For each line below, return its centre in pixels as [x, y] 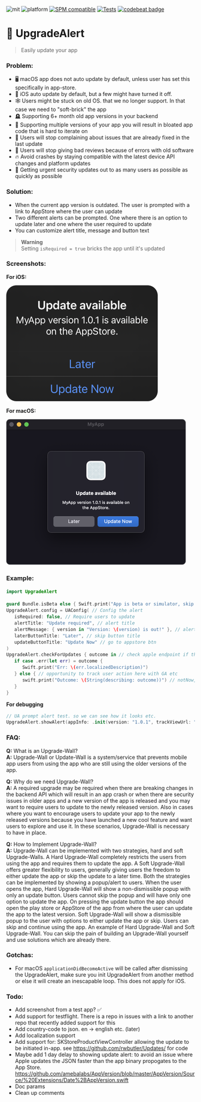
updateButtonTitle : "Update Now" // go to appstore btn [85, 642]
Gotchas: [20, 955]
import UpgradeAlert [32, 591]
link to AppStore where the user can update [68, 211]
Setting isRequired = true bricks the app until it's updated [93, 248]
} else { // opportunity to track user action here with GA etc [96, 674]
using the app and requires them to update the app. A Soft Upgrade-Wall [96, 863]
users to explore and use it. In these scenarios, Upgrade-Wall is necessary [98, 826]
